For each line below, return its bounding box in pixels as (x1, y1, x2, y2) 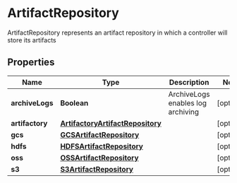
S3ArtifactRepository (59, 164, 134, 174)
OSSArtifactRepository (59, 153, 139, 163)
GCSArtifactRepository (59, 129, 140, 139)
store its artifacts (7, 35, 56, 44)
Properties (7, 57, 55, 69)
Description (169, 77, 209, 87)
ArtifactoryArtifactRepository (59, 118, 162, 128)
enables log (168, 98, 207, 107)
